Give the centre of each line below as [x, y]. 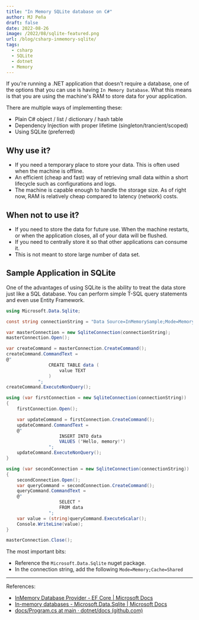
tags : [13, 45]
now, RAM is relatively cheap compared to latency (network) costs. [97, 196]
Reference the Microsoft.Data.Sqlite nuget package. [80, 563]
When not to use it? [43, 215]
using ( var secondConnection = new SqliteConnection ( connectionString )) [98, 469]
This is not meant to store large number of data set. [77, 255]
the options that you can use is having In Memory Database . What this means [99, 90]
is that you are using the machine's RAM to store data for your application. [97, 96]
